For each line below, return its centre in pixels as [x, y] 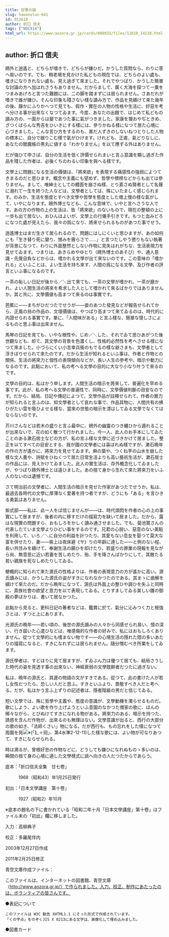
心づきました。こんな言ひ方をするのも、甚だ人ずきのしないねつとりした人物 [84, 131]
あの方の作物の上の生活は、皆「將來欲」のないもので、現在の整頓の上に [88, 210]
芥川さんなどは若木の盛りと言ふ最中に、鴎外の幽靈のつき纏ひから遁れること [84, 425]
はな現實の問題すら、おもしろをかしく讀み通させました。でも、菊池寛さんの [84, 523]
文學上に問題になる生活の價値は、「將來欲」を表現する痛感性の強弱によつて [83, 172]
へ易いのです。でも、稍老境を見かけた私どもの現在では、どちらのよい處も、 [84, 74]
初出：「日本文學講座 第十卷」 [37, 788]
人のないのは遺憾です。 [29, 476]
